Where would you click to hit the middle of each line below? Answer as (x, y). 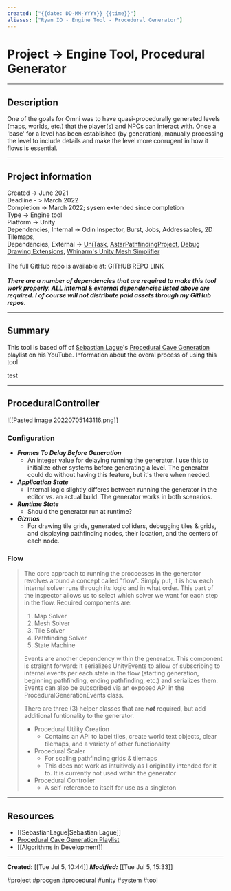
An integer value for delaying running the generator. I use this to (118, 460)
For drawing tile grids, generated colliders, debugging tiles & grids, (122, 526)
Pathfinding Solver (60, 638)
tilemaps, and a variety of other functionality (107, 744)
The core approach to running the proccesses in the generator (112, 574)
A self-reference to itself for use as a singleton (110, 788)
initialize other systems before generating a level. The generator (118, 467)
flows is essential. (32, 148)
